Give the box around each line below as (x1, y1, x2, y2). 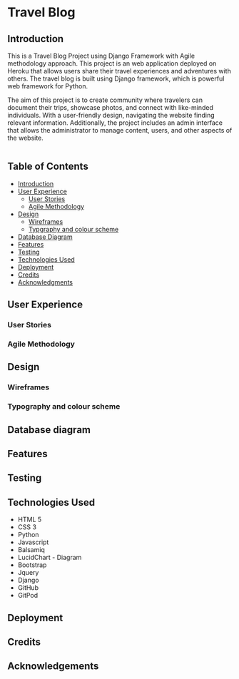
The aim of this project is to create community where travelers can (7, 96, 203, 104)
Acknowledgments (17, 277, 73, 286)
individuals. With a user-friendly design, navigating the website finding (7, 111, 215, 119)
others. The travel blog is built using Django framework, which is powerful (7, 74, 225, 83)
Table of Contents (7, 160, 89, 173)
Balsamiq (17, 546, 45, 554)
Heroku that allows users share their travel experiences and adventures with (7, 67, 232, 75)
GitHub (17, 583, 39, 592)
